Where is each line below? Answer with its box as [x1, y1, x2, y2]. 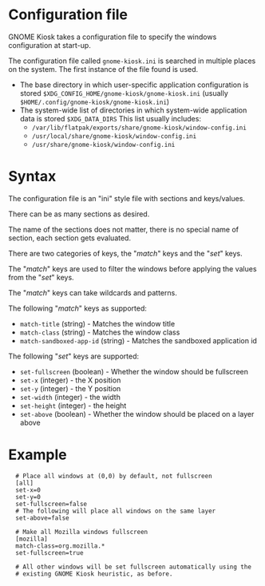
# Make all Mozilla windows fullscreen [15, 528, 148, 536]
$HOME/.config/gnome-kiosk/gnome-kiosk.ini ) [19, 97, 170, 106]
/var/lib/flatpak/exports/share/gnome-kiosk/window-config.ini [31, 124, 247, 132]
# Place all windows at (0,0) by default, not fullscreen [15, 472, 213, 480]
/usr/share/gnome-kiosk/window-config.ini [31, 141, 176, 148]
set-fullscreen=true [15, 548, 84, 556]
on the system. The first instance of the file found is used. [8, 64, 199, 73]
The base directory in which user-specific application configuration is [19, 80, 249, 89]
